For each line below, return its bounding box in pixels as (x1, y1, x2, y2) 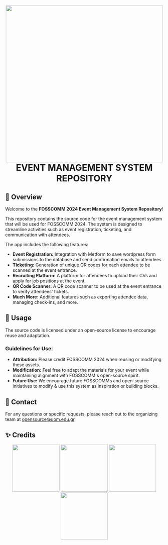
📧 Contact (5, 397, 37, 406)
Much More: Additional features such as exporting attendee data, (12, 294, 148, 300)
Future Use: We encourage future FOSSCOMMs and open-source (12, 378, 149, 384)
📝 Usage (5, 314, 32, 322)
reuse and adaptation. (5, 332, 51, 339)
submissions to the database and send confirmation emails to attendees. (12, 257, 163, 262)
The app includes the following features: (5, 242, 89, 247)
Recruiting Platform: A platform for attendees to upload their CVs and (12, 273, 157, 278)
